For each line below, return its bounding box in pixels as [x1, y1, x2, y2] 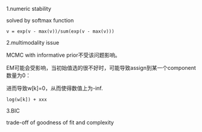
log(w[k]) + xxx [6, 96, 47, 102]
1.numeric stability [6, 5, 51, 12]
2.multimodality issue [6, 39, 59, 46]
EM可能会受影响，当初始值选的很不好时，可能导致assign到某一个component [6, 64, 196, 71]
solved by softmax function [6, 17, 74, 24]
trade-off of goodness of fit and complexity [6, 119, 115, 126]
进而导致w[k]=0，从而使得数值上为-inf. [6, 84, 103, 92]
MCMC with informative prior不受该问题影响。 [6, 51, 121, 58]
